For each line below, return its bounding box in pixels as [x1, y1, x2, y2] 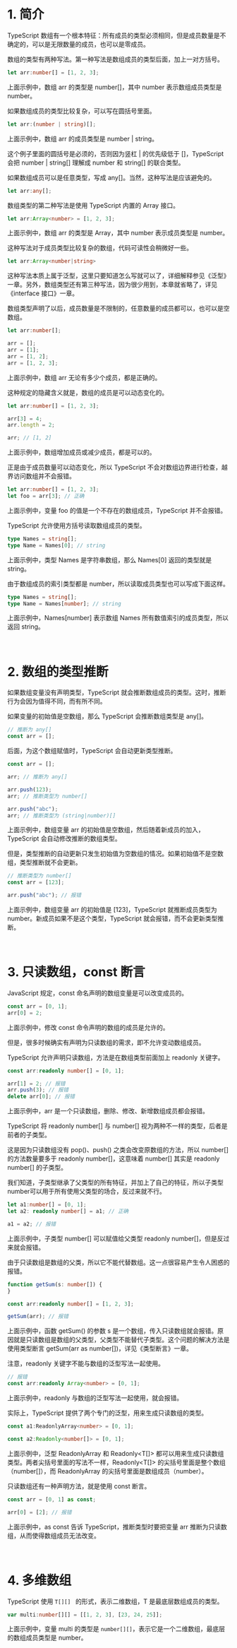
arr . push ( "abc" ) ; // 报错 [7, 891, 82, 899]
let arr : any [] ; [7, 187, 52, 194]
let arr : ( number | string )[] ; [7, 121, 97, 128]
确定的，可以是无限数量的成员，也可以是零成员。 [7, 40, 150, 48]
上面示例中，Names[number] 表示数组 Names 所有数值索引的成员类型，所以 [7, 614, 229, 622]
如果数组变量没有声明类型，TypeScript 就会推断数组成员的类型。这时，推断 [7, 688, 226, 696]
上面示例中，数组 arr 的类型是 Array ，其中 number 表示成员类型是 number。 [7, 229, 229, 237]
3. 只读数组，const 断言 [7, 964, 146, 980]
